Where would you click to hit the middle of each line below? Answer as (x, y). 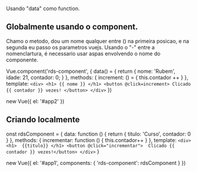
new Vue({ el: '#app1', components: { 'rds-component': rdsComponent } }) (96, 163)
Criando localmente (43, 120)
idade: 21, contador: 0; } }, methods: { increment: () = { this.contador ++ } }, (97, 77)
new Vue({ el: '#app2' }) (35, 101)
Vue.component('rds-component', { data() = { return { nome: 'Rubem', (91, 71)
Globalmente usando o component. (72, 27)
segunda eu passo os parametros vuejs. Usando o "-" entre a (80, 47)
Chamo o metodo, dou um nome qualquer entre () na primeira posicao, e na (98, 41)
